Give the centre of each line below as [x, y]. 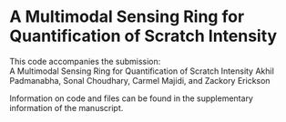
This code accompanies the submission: [85, 61]
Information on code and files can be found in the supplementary [131, 98]
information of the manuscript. [66, 107]
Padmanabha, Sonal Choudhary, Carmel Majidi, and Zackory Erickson [140, 80]
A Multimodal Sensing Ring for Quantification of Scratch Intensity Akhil [142, 71]
